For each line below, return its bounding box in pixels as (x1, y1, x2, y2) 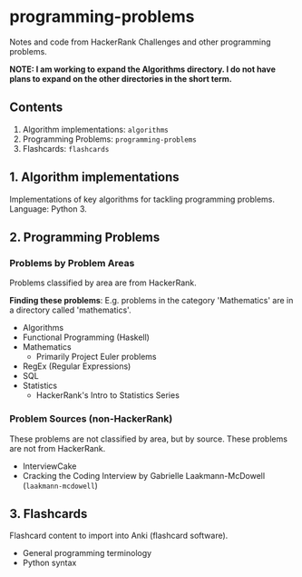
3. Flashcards (9, 506, 88, 522)
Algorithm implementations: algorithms (22, 124, 170, 134)
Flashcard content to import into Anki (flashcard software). (9, 530, 229, 542)
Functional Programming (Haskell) (22, 332, 150, 343)
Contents (9, 100, 63, 115)
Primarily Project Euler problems (35, 352, 157, 363)
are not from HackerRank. (9, 443, 106, 453)
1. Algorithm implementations (9, 170, 180, 185)
